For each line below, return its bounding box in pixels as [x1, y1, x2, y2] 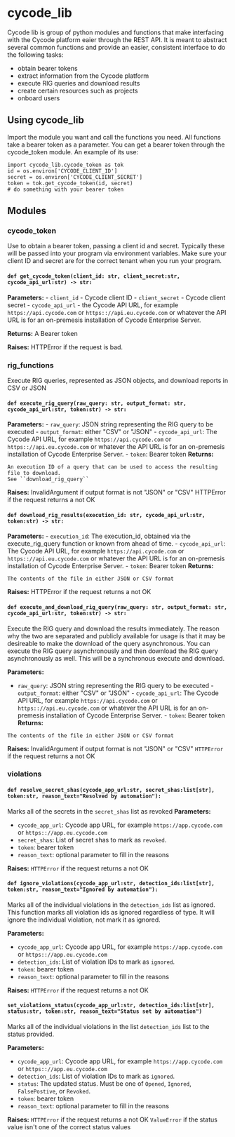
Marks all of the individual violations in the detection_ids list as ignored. [7, 900, 215, 909]
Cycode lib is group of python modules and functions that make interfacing [7, 28, 224, 36]
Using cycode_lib [7, 114, 84, 126]
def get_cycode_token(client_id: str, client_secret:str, [7, 273, 180, 280]
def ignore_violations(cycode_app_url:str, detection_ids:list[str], [7, 880, 215, 887]
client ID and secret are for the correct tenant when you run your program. [7, 257, 222, 265]
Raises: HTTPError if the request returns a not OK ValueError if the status [7, 1115, 217, 1124]
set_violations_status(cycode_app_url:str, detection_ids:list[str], [7, 1002, 215, 1009]
